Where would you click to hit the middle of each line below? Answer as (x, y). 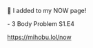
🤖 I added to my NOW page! (47, 11)
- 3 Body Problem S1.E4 (41, 24)
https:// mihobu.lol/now (39, 37)
